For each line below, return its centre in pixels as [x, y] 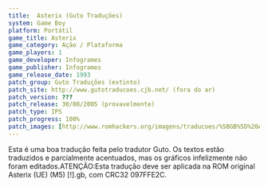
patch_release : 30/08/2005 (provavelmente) [82, 104]
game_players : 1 [35, 53]
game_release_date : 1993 [49, 75]
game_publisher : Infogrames [55, 68]
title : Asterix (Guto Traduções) [66, 16]
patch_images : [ [35, 127]
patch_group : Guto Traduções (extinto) [75, 82]
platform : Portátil [41, 30]
